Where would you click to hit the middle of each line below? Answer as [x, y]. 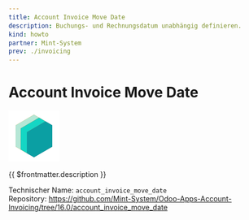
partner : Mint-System [45, 43]
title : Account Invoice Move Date [67, 17]
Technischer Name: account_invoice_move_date [87, 190]
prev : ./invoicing [39, 52]
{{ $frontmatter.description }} [58, 175]
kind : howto [28, 34]
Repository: [28, 199]
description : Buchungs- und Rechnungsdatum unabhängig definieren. [125, 26]
